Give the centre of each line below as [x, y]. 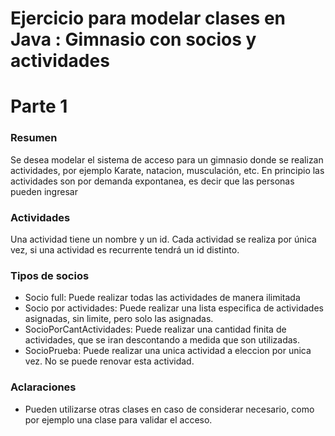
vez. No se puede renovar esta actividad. [109, 361]
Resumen [34, 138]
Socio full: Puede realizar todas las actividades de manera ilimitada [162, 298]
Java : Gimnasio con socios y [133, 39]
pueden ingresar [44, 191]
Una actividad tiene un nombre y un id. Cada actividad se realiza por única [163, 239]
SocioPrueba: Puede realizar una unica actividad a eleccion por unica [168, 351]
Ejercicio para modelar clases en [148, 18]
